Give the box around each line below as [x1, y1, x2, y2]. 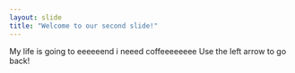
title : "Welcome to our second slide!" [9, 21, 159, 30]
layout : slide [9, 12, 63, 22]
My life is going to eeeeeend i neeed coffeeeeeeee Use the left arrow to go [9, 45, 287, 56]
